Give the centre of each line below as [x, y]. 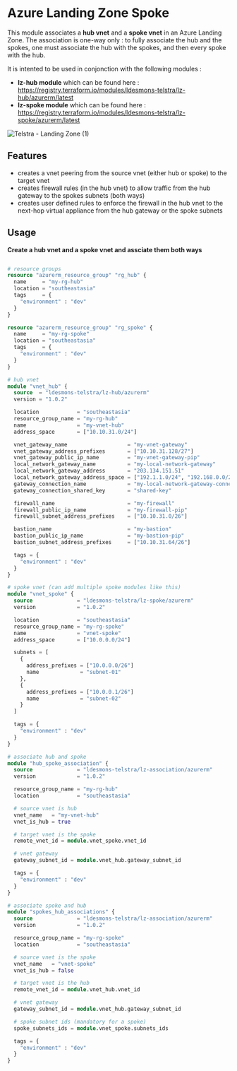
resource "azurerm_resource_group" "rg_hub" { [77, 276]
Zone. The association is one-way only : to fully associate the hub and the [115, 40]
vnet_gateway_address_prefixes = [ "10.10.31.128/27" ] [104, 451]
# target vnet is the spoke [55, 834]
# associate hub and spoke [47, 757]
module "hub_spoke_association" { [58, 763]
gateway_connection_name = [72, 484]
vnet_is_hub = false [44, 970]
